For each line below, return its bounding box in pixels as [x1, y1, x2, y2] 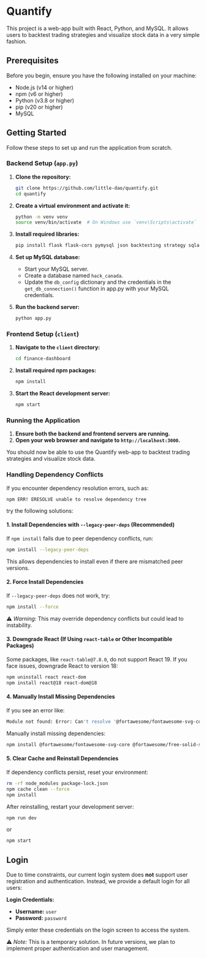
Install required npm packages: [15, 367, 97, 374]
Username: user [15, 908, 57, 916]
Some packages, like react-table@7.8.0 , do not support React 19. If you [6, 655, 188, 663]
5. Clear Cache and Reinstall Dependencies [6, 755, 119, 762]
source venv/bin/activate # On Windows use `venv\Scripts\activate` [15, 219, 197, 225]
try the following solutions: [6, 507, 74, 514]
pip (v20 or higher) [15, 103, 63, 111]
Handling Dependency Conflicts [6, 470, 104, 479]
